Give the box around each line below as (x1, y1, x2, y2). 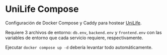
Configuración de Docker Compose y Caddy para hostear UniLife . (5, 20, 142, 26)
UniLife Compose (5, 3, 79, 15)
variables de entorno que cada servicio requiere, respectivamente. (5, 35, 143, 41)
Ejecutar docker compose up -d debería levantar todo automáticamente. (5, 44, 153, 50)
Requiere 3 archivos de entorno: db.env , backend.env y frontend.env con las (5, 29, 162, 35)
